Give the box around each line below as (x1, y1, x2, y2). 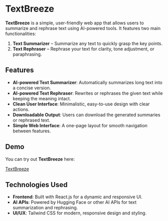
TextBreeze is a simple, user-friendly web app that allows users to (5, 20, 144, 26)
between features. (12, 128, 51, 134)
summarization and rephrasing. (12, 205, 78, 211)
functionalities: (5, 30, 37, 36)
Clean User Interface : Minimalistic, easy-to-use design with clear (12, 101, 150, 107)
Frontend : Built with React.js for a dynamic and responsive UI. (12, 194, 143, 200)
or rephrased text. (12, 117, 51, 123)
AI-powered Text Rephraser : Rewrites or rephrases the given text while (12, 90, 163, 96)
